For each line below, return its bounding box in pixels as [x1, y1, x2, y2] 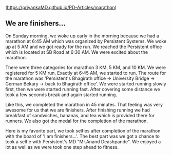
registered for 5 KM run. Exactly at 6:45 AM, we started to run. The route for [5, 70, 166, 76]
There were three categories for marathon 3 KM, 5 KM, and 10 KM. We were [5, 64, 166, 71]
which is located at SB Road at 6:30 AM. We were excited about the [5, 49, 148, 55]
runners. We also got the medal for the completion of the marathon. [5, 118, 148, 124]
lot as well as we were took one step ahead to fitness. [5, 144, 119, 150]
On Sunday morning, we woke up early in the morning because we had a [5, 33, 159, 39]
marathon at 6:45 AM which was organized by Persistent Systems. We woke [5, 38, 167, 44]
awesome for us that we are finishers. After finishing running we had [5, 107, 150, 113]
